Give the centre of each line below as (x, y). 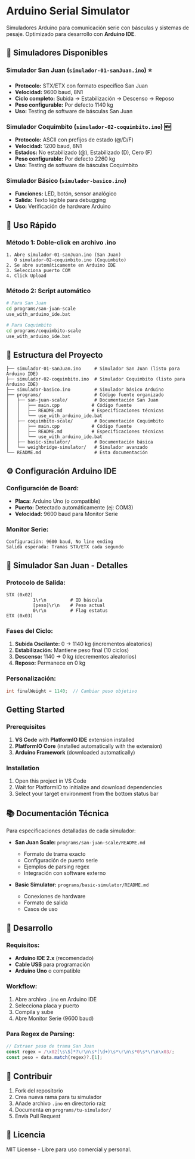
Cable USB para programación (52, 964)
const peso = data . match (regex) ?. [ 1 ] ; (54, 1058)
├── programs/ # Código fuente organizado (85, 395)
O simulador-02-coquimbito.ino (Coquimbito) (70, 260)
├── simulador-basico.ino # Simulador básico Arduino (85, 390)
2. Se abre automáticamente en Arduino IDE (61, 265)
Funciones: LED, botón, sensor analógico (66, 194)
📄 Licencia (26, 1135)
